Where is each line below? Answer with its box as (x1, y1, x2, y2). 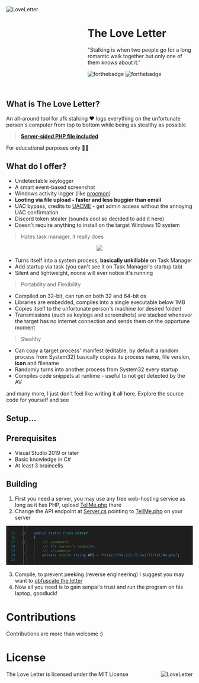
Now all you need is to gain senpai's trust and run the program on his (14, 583, 184, 591)
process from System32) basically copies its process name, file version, (14, 353, 191, 360)
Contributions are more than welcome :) (6, 630, 104, 637)
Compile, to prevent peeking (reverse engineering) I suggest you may (14, 571, 185, 578)
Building (6, 479, 37, 489)
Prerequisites (6, 434, 57, 444)
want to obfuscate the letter (14, 577, 83, 584)
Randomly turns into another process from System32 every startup (14, 366, 179, 373)
